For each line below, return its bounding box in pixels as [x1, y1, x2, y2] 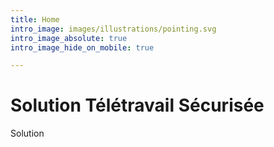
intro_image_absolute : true [10, 33, 128, 43]
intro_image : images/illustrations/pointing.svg [10, 24, 217, 34]
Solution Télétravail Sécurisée [10, 94, 265, 117]
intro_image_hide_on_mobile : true [10, 42, 155, 53]
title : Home [10, 14, 60, 25]
